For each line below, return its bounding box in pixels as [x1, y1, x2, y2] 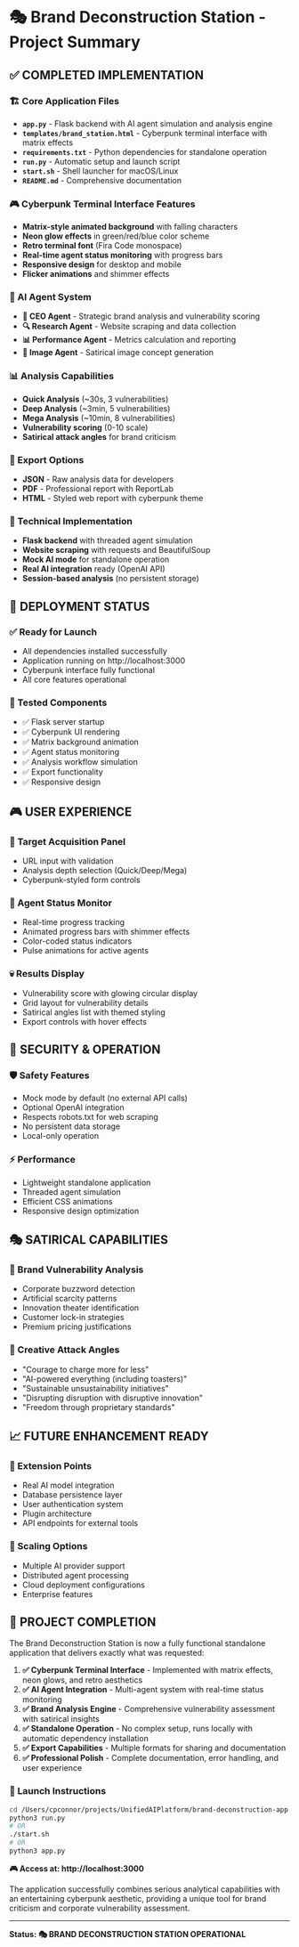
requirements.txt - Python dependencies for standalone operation [21, 146, 267, 157]
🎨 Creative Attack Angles [9, 1343, 120, 1356]
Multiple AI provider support [21, 1560, 125, 1571]
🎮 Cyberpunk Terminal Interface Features [9, 198, 196, 210]
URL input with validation [21, 856, 114, 866]
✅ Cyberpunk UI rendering [21, 726, 120, 737]
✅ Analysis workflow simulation [21, 757, 138, 767]
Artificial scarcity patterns [21, 1293, 117, 1304]
